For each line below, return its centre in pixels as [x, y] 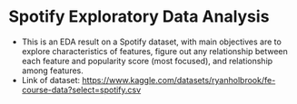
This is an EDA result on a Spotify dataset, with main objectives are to [152, 42]
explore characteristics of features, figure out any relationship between [154, 51]
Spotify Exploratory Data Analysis [139, 17]
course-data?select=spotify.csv [81, 90]
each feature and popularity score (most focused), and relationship [147, 61]
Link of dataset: [51, 80]
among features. [52, 71]
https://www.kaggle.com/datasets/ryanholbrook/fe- [179, 80]
